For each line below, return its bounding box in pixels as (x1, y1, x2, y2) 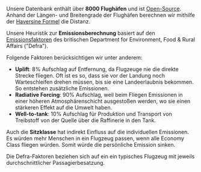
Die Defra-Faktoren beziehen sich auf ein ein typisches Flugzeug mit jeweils (6, 153, 195, 160)
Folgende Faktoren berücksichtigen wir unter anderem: (6, 54, 143, 61)
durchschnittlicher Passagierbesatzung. (6, 159, 105, 166)
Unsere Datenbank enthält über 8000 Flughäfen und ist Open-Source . (6, 5, 182, 12)
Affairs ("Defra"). (6, 42, 48, 49)
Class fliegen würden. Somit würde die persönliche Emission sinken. (6, 141, 176, 148)
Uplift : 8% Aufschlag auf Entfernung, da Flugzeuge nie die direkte (14, 66, 179, 73)
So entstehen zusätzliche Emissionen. (14, 85, 110, 92)
